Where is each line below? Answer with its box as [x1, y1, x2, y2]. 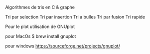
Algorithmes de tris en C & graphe [5, 4, 75, 10]
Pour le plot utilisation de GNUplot [5, 23, 75, 29]
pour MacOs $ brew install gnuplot [5, 33, 76, 39]
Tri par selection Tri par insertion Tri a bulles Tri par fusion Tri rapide [5, 14, 146, 19]
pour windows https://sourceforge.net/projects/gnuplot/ [5, 43, 121, 49]
